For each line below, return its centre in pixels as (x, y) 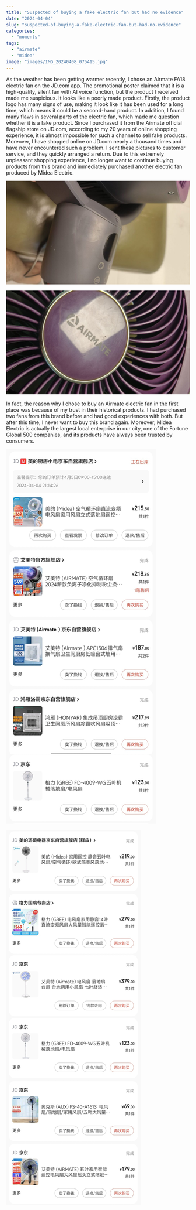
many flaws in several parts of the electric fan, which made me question (93, 117)
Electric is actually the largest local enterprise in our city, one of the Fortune (97, 428)
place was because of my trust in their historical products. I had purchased (96, 409)
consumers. (20, 441)
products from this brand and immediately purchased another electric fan (94, 166)
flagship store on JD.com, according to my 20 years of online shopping (91, 129)
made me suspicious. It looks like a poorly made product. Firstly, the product (98, 98)
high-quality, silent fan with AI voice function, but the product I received (92, 91)
